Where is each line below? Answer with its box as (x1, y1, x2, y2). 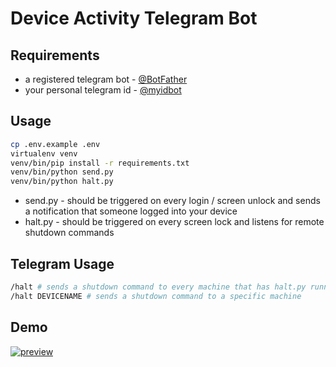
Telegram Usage (10, 255, 115, 272)
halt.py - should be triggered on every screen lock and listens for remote (24, 216, 325, 228)
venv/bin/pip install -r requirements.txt (10, 158, 190, 168)
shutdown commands (24, 227, 115, 239)
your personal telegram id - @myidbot (24, 84, 182, 96)
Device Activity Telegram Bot (10, 7, 258, 30)
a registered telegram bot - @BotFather (24, 73, 188, 85)
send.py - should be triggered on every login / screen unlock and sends (24, 195, 321, 207)
